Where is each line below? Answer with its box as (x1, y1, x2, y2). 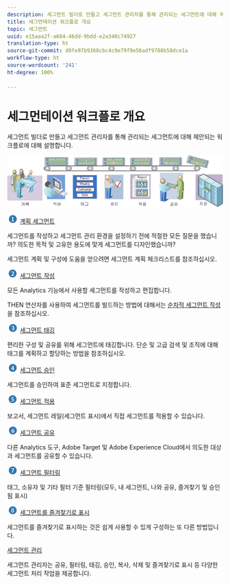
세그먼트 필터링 (19, 469, 61, 477)
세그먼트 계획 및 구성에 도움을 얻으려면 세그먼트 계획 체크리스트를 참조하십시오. (7, 255, 218, 264)
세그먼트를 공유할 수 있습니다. (14, 452, 94, 460)
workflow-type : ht (7, 55, 60, 62)
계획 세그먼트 (19, 217, 55, 226)
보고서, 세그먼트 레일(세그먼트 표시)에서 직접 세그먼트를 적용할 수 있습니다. (7, 412, 205, 420)
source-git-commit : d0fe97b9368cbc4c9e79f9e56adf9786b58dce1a (7, 47, 188, 54)
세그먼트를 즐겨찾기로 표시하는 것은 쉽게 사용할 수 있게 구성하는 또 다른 (7, 523, 195, 531)
